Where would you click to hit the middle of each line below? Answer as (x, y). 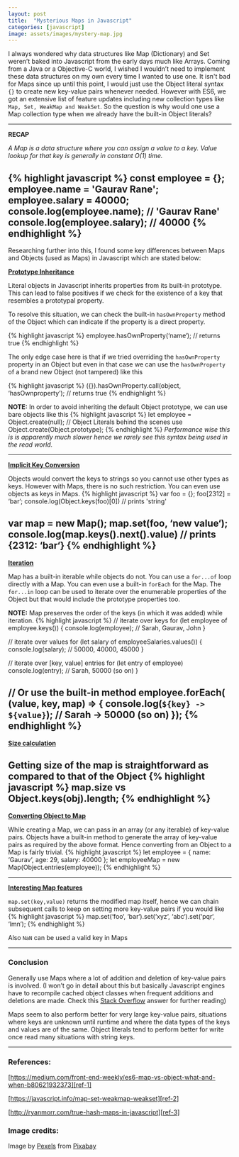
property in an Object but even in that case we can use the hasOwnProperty (117, 364)
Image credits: (33, 1131)
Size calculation (32, 743)
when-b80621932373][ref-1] (50, 1085)
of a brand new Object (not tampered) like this (76, 372)
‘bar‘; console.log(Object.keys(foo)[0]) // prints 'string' (88, 501)
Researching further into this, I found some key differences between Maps (117, 251)
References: (30, 1062)
